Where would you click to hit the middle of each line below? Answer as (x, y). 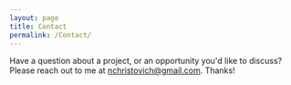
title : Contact (38, 27)
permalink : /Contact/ (51, 35)
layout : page (34, 18)
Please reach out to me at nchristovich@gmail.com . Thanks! (122, 70)
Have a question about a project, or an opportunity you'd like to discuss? (146, 61)
